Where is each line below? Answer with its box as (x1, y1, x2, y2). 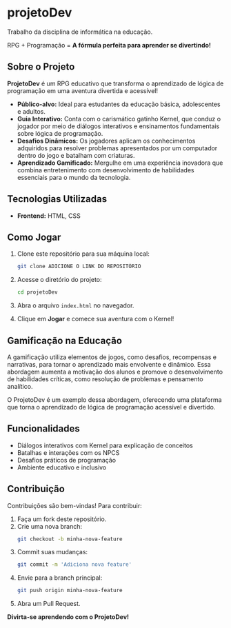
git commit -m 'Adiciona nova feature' (17, 561, 132, 568)
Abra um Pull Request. (17, 600, 81, 608)
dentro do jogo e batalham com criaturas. (17, 151, 135, 159)
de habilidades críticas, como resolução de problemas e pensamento (7, 374, 203, 383)
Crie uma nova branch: (17, 522, 83, 530)
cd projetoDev (17, 289, 58, 296)
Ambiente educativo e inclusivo (17, 463, 107, 472)
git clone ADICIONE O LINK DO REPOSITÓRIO (17, 263, 141, 270)
